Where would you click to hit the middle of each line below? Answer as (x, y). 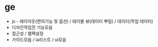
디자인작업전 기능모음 (32, 27)
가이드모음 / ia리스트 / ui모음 (39, 39)
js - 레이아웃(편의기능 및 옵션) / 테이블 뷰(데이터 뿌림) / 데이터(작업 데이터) (82, 21)
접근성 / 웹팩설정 (27, 33)
